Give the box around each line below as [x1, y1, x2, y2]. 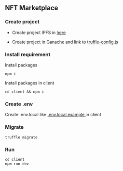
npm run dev [5, 161, 29, 166]
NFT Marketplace [5, 4, 58, 12]
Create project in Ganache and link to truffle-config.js [12, 39, 118, 45]
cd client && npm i [5, 89, 44, 94]
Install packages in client [5, 80, 55, 85]
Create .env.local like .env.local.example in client [5, 112, 101, 118]
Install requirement [5, 51, 51, 58]
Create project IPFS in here [12, 29, 66, 35]
